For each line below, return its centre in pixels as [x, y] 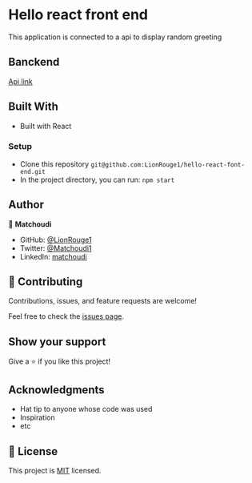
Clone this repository [54, 164]
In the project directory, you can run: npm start [97, 179]
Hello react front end [78, 15]
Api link [21, 81]
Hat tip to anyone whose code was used [86, 409]
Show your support [57, 342]
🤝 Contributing [46, 282]
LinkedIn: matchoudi [53, 256]
